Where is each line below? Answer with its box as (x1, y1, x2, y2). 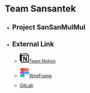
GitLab (19, 82, 34, 88)
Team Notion (29, 58, 56, 64)
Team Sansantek (5, 3, 76, 14)
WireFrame (29, 73, 52, 79)
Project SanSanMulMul (12, 23, 86, 31)
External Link (12, 39, 54, 48)
